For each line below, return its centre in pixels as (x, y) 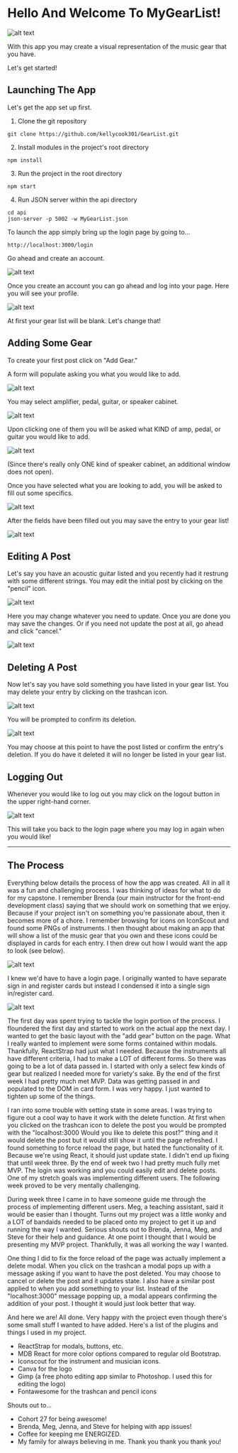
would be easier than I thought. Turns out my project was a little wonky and (117, 1214)
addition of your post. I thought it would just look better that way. (102, 1303)
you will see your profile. (43, 293)
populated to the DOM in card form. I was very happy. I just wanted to (109, 1089)
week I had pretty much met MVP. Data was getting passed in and (104, 1081)
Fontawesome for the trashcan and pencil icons (87, 1391)
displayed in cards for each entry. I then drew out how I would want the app (118, 943)
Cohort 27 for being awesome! (62, 1419)
